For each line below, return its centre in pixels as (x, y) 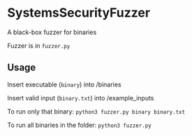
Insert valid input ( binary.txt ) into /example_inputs (81, 98)
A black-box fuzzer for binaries (52, 32)
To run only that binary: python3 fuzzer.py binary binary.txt (96, 111)
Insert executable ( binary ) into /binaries (64, 84)
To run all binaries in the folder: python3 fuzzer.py (79, 125)
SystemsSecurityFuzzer (79, 13)
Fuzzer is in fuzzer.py (39, 45)
